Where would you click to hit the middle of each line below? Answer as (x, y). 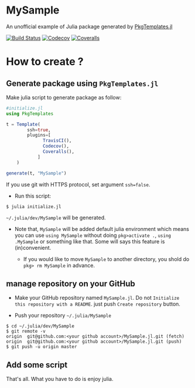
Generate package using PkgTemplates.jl (82, 83)
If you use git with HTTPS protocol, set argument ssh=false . (78, 184)
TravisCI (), (57, 141)
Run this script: (33, 196)
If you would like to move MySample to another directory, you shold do (106, 259)
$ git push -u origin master (42, 347)
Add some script (37, 365)
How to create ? (45, 62)
